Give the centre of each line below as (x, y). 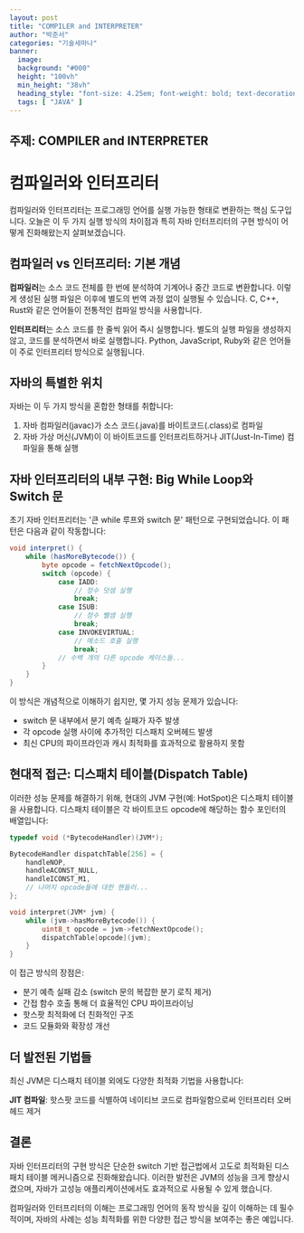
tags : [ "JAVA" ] (50, 102)
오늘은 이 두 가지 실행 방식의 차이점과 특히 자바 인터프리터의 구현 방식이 (154, 221)
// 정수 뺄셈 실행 (103, 616)
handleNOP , (46, 862)
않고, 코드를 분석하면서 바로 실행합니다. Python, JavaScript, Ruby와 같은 (138, 340)
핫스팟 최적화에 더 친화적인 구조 (78, 1015)
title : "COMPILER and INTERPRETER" (76, 26)
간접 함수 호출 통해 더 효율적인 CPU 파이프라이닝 (108, 1003)
